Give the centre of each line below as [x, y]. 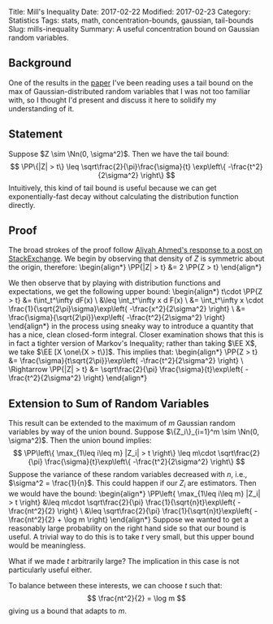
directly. [22, 205]
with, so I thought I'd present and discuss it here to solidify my [113, 100]
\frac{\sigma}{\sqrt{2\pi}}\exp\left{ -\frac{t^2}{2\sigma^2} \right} [117, 318]
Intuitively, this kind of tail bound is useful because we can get [113, 188]
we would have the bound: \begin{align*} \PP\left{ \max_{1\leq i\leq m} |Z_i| [134, 494]
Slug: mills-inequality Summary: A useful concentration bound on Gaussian [134, 29]
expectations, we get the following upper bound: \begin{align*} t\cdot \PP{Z [135, 292]
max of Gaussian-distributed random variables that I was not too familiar [129, 91]
